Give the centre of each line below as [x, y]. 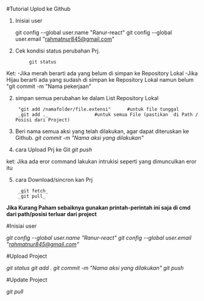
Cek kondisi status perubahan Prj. [58, 51]
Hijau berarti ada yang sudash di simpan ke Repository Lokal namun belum [100, 80]
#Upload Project [27, 256]
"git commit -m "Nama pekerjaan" [49, 86]
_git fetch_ [33, 191]
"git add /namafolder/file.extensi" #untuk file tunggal [99, 109]
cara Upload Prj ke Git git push [54, 150]
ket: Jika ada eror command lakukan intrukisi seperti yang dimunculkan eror [101, 161]
